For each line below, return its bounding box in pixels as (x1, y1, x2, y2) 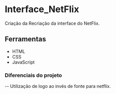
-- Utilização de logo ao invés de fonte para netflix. (5, 83, 111, 89)
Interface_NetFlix (5, 4, 80, 15)
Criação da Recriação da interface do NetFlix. (5, 20, 100, 26)
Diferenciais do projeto (5, 72, 62, 79)
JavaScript (12, 59, 35, 65)
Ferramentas (5, 35, 46, 43)
